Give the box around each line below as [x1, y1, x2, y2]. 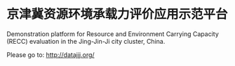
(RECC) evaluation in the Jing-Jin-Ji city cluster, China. [6, 37, 166, 45]
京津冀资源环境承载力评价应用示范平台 [6, 6, 229, 22]
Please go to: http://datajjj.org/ [6, 50, 95, 59]
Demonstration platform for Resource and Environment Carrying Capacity [6, 29, 219, 38]
